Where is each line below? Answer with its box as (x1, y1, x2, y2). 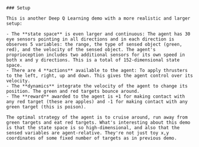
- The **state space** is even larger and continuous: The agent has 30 (6, 31, 191, 37)
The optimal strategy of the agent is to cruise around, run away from (6, 114, 188, 120)
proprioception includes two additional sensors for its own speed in (6, 52, 185, 58)
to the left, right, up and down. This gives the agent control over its (6, 73, 194, 79)
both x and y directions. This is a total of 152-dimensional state (6, 57, 180, 63)
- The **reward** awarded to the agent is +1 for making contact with (6, 93, 185, 99)
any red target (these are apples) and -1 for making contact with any (6, 99, 188, 105)
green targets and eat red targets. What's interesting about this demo (6, 120, 191, 126)
